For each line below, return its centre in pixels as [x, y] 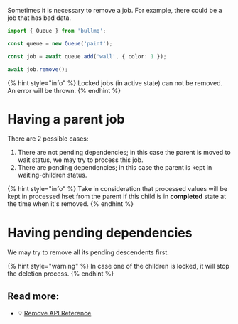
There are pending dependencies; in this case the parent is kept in [115, 168]
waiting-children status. [52, 175]
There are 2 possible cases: [48, 139]
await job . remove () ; [38, 69]
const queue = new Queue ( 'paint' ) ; [60, 43]
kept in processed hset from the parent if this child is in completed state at [117, 196]
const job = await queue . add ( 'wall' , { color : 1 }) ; [87, 56]
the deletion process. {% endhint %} [61, 274]
